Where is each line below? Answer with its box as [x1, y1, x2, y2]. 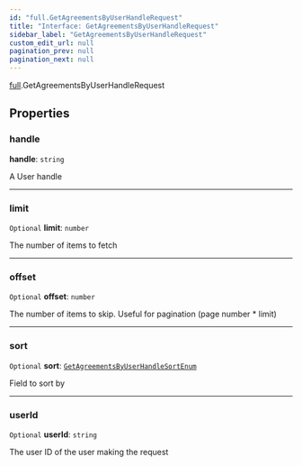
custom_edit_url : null [9, 38, 94, 48]
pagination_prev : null [9, 47, 94, 56]
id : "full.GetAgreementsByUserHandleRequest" [9, 13, 182, 23]
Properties [9, 105, 70, 122]
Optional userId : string [9, 429, 97, 440]
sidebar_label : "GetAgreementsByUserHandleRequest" [9, 30, 207, 39]
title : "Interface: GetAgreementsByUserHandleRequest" [9, 22, 219, 31]
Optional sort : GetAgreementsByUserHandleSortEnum [9, 360, 197, 370]
